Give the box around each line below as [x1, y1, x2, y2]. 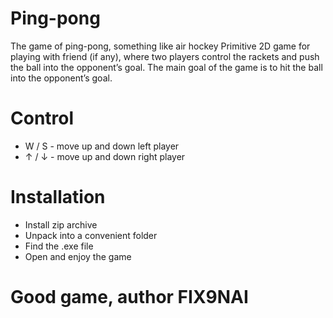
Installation [10, 186, 106, 209]
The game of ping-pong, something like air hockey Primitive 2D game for [10, 40, 311, 52]
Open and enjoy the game [24, 250, 132, 262]
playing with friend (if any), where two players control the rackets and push [10, 50, 320, 62]
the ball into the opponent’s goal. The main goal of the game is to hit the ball [10, 61, 323, 73]
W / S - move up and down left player [24, 140, 180, 152]
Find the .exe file [24, 240, 94, 252]
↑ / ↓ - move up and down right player [24, 150, 186, 162]
